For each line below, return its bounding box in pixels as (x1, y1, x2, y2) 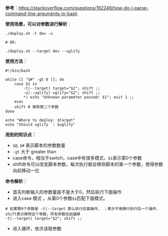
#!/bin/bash (5, 68, 30, 73)
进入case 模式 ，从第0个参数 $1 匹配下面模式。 (12, 195, 108, 201)
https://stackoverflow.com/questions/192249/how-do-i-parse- (18, 5, 149, 11)
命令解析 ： (5, 179, 28, 184)
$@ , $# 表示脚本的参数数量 (12, 142, 66, 148)
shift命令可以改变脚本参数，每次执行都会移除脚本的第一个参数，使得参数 (12, 161, 163, 167)
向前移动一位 (12, 167, 39, 173)
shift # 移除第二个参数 (14, 104, 59, 109)
